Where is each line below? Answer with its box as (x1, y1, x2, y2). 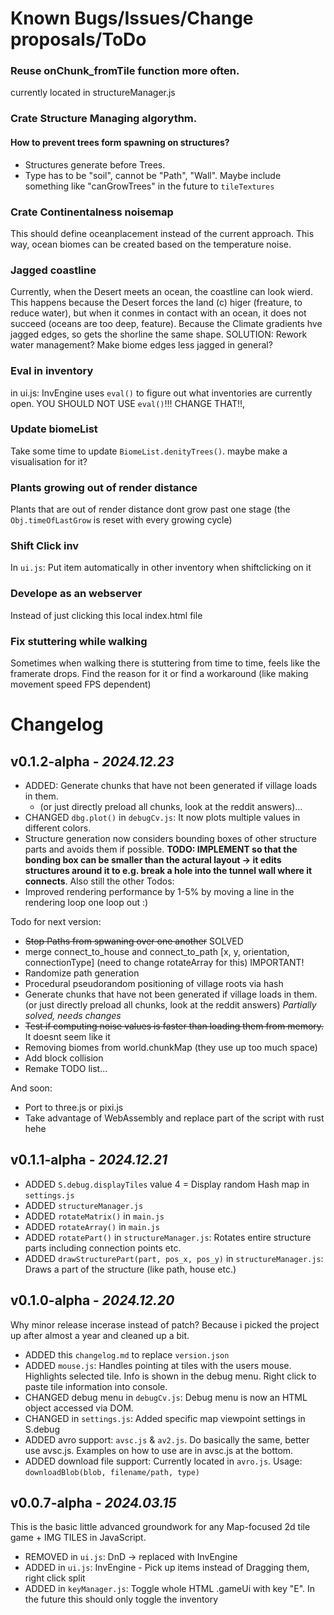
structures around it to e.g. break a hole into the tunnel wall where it (24, 864, 313, 876)
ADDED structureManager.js (24, 1199, 144, 1211)
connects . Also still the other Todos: (24, 875, 175, 887)
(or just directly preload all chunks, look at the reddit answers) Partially (24, 998, 317, 1011)
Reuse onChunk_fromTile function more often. (10, 64, 240, 78)
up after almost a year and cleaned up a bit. (10, 1329, 190, 1341)
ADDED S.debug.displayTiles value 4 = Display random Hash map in (24, 1178, 310, 1190)
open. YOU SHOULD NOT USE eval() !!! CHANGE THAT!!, (10, 397, 246, 409)
